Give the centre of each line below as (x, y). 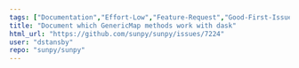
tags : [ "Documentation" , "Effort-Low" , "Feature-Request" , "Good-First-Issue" (153, 17)
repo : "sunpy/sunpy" (48, 50)
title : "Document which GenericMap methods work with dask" (123, 26)
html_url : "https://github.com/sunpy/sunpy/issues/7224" (117, 34)
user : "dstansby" (41, 42)
